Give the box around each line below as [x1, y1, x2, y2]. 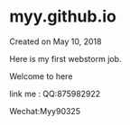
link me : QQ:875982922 [9, 88, 101, 99]
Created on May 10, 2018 [9, 36, 102, 47]
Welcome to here [9, 70, 73, 82]
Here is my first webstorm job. [9, 53, 122, 64]
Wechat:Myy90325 [9, 105, 81, 116]
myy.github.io [9, 6, 117, 27]
